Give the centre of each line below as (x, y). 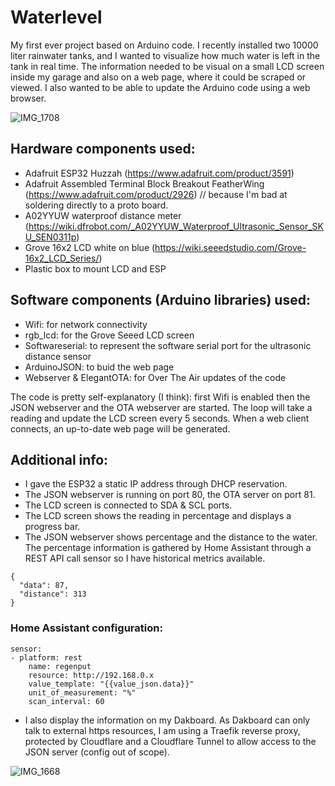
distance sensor (58, 356)
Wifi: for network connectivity (86, 324)
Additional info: (59, 459)
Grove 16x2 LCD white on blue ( (90, 247)
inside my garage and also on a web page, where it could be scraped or (158, 77)
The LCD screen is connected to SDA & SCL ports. (128, 505)
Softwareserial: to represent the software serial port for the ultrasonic (168, 345)
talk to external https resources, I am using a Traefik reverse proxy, (162, 730)
